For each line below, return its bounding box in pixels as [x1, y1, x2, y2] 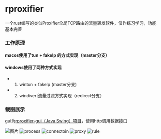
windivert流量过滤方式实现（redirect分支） [19, 92, 104, 98]
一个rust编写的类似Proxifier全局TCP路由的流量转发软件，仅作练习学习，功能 [5, 20, 157, 26]
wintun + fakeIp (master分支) [19, 81, 77, 87]
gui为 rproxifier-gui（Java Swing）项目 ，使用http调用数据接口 [5, 118, 128, 123]
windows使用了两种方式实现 [5, 65, 62, 70]
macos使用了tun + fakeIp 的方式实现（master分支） [5, 52, 110, 58]
